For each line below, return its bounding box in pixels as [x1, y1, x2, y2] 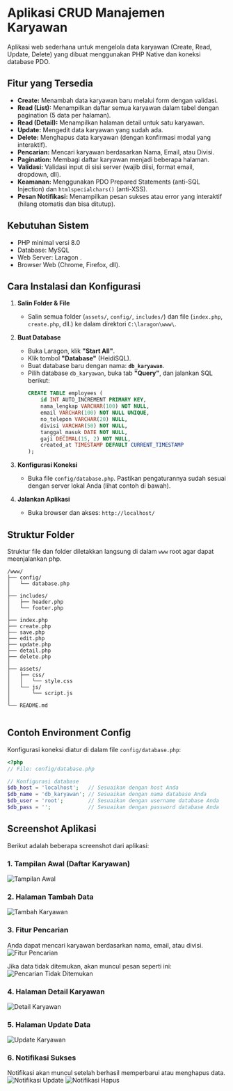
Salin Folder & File [17, 299, 70, 308]
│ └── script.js [7, 690, 73, 696]
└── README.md [7, 701, 49, 709]
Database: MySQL [17, 246, 70, 254]
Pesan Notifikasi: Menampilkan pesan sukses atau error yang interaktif [17, 192, 223, 200]
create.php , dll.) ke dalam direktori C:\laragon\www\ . [27, 320, 177, 328]
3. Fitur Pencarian [7, 925, 69, 935]
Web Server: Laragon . [17, 253, 82, 262]
